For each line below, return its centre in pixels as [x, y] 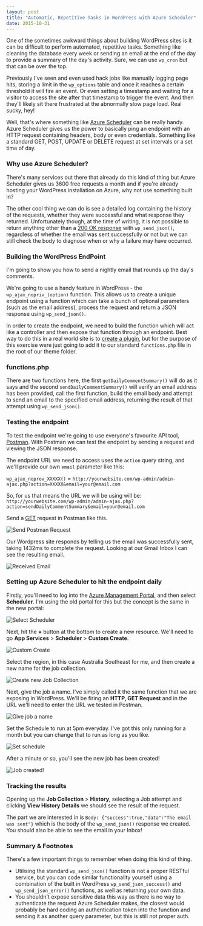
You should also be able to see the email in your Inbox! [74, 830]
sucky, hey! [21, 111]
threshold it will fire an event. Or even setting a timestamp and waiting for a [100, 91]
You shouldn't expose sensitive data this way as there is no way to [98, 897]
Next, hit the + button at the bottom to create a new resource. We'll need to [100, 632]
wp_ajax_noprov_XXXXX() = [39, 478]
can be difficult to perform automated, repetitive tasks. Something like [94, 47]
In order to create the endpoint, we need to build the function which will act [100, 325]
